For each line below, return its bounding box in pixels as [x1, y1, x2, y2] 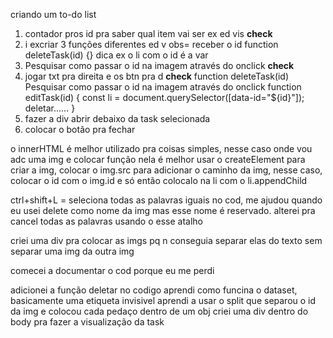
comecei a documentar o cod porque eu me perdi [10, 265, 215, 276]
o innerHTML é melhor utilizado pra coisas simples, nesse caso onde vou [10, 143, 313, 154]
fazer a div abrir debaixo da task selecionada [24, 113, 211, 124]
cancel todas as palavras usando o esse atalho [10, 215, 203, 227]
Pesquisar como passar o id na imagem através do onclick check [24, 60, 295, 71]
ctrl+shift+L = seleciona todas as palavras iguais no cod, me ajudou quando [10, 194, 323, 206]
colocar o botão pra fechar [24, 124, 136, 135]
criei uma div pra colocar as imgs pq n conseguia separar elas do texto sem [10, 235, 323, 246]
